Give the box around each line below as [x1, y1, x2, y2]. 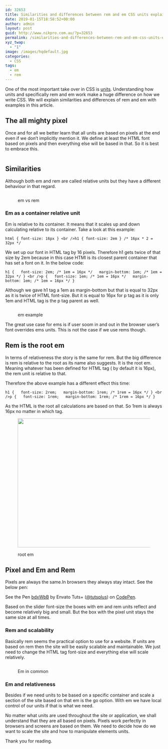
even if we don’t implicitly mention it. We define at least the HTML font [5, 135, 150, 141]
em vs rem [17, 197, 40, 203]
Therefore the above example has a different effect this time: [5, 380, 130, 386]
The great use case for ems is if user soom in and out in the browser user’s [5, 321, 159, 327]
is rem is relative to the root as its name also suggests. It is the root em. [5, 359, 152, 365]
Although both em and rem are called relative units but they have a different [5, 178, 161, 184]
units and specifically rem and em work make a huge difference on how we [5, 91, 160, 97]
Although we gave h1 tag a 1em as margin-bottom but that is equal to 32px [5, 287, 158, 293]
